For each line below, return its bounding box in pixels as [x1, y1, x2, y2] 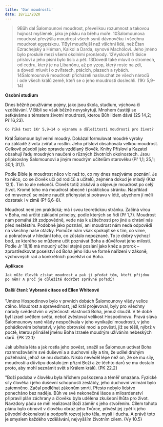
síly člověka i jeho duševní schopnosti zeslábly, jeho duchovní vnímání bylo [5, 379, 156, 385]
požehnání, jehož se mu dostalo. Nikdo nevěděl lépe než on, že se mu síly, [5, 354, 155, 360]
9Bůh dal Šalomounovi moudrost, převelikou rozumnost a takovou [17, 25, 150, 31]
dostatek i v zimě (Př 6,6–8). [5, 197, 62, 203]
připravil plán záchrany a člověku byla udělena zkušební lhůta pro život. [5, 395, 149, 401]
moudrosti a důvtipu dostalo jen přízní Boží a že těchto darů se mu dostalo [5, 359, 155, 366]
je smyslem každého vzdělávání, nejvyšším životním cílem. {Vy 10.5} [5, 416, 143, 422]
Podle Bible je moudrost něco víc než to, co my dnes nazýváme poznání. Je [5, 171, 157, 177]
